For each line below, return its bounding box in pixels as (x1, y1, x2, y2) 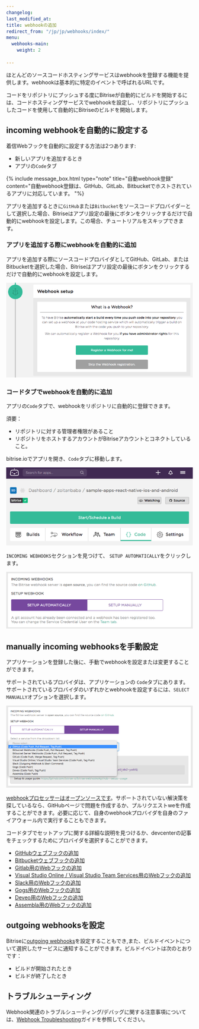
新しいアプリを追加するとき (14, 155, 83, 162)
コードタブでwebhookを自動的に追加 (6, 388, 113, 396)
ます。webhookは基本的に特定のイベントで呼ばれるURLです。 (16, 78, 168, 86)
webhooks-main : (11, 41, 49, 47)
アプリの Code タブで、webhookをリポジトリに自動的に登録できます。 (6, 402, 174, 410)
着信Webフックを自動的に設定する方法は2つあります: (6, 142, 136, 149)
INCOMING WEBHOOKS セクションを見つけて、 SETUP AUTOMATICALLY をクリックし (6, 552, 191, 559)
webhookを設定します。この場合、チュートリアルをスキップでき (21, 217, 179, 224)
